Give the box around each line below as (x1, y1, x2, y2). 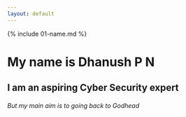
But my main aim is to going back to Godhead (7, 101, 140, 109)
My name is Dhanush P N (7, 54, 155, 70)
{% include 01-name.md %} (7, 29, 87, 38)
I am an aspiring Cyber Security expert (7, 82, 180, 94)
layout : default (7, 10, 55, 18)
